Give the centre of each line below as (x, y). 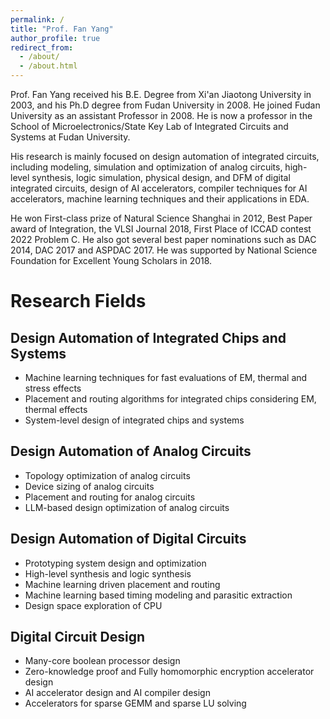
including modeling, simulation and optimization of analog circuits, (146, 167)
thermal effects (56, 409)
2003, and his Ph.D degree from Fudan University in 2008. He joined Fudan (165, 105)
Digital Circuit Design (77, 637)
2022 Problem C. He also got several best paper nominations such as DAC (163, 239)
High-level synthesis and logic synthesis (108, 573)
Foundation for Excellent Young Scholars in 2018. (111, 260)
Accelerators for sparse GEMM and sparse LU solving (135, 703)
